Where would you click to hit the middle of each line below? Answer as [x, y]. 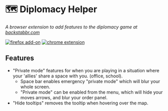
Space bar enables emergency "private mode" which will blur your [90, 81]
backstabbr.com [22, 32]
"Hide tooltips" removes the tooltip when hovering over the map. [80, 103]
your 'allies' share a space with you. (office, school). [68, 76]
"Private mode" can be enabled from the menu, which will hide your [92, 92]
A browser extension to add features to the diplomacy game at [71, 27]
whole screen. [35, 87]
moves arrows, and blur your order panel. [64, 97]
